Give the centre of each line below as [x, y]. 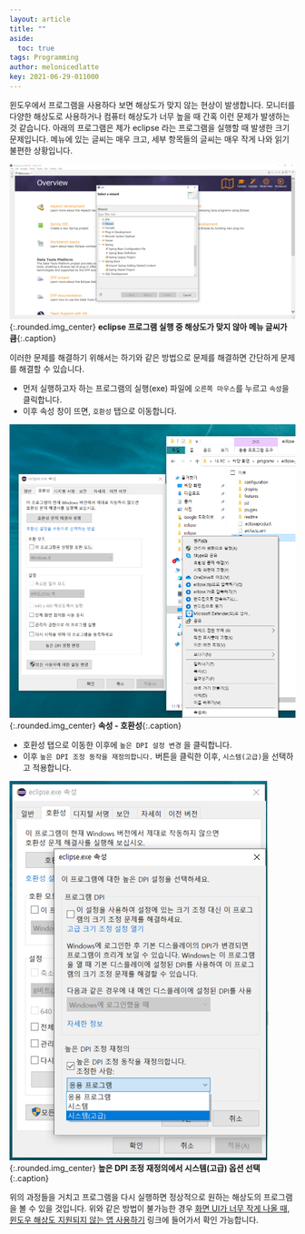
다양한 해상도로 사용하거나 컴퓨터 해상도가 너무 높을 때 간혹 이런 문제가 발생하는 [150, 116]
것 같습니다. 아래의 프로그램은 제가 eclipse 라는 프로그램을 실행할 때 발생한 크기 [150, 127]
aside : [22, 38]
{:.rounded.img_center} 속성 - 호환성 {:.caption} [96, 725]
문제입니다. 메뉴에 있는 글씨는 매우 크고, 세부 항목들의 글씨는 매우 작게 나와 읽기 [150, 139]
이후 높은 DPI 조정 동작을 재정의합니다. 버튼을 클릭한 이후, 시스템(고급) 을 [146, 756]
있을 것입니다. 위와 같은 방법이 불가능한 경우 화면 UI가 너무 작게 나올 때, [164, 1208]
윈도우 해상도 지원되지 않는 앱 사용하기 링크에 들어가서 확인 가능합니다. [134, 1219]
